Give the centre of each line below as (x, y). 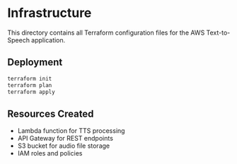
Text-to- (218, 33)
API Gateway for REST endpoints (65, 139)
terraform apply (31, 92)
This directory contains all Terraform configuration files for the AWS (106, 33)
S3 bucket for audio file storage (64, 146)
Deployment (35, 63)
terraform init (30, 78)
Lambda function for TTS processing (71, 131)
